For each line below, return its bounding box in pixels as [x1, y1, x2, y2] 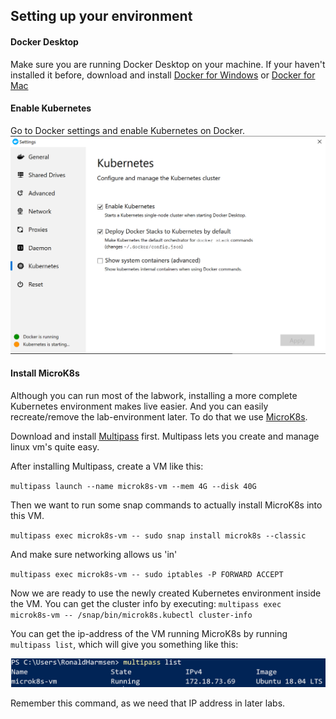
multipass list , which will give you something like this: [10, 638, 239, 650]
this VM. [10, 509, 45, 521]
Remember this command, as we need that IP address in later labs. [10, 697, 286, 709]
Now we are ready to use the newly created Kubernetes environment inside [10, 587, 322, 599]
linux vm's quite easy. [10, 440, 100, 453]
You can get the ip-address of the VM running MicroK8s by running [10, 627, 288, 639]
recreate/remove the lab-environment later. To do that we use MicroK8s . [10, 410, 308, 423]
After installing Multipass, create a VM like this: [10, 460, 204, 472]
